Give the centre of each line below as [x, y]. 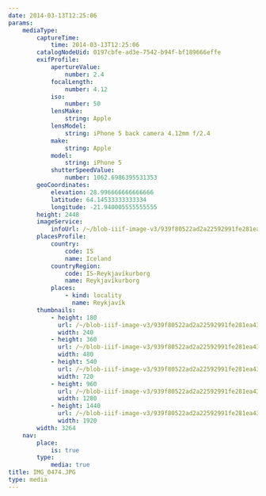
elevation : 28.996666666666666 [102, 192]
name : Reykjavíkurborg [102, 281]
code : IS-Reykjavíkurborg [107, 273]
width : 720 [76, 376]
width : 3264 [57, 428]
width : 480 [76, 355]
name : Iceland [88, 258]
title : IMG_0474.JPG [42, 472]
